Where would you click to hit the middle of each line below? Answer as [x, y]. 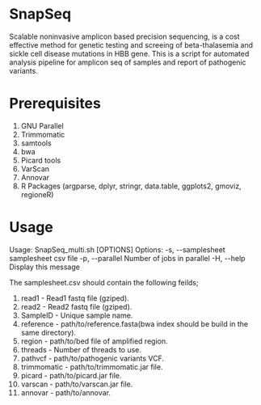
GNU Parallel [42, 125]
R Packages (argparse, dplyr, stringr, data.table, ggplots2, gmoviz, [131, 186]
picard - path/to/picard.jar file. [71, 375]
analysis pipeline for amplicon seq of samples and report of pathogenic [128, 62]
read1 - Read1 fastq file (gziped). [75, 298]
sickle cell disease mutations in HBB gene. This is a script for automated [129, 53]
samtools [36, 143]
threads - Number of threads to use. [81, 349]
